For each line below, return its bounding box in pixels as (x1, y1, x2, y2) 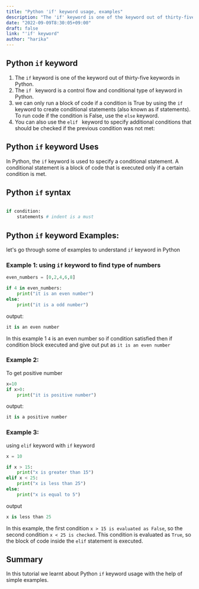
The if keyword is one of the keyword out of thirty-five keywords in (14, 74, 180, 81)
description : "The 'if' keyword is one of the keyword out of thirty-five (6, 14, 195, 20)
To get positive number (6, 369, 63, 376)
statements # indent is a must (17, 214, 94, 220)
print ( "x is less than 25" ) (17, 481, 86, 487)
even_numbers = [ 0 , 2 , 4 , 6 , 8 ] (6, 275, 76, 281)
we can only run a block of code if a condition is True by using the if (14, 99, 183, 106)
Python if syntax (6, 188, 71, 198)
